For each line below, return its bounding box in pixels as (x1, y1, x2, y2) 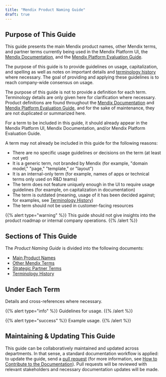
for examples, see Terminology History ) (12, 197, 93, 203)
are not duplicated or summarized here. (5, 110, 86, 116)
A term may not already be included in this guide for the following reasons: (5, 140, 158, 146)
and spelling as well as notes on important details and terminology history (5, 69, 156, 75)
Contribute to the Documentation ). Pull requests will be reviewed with (5, 361, 148, 367)
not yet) (12, 155, 29, 161)
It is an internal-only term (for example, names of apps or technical (12, 171, 150, 177)
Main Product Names (12, 255, 56, 261)
